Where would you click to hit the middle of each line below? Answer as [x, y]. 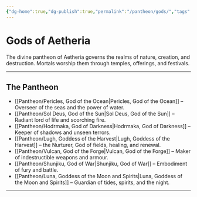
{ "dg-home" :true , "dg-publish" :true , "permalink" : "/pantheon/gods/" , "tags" [98, 11]
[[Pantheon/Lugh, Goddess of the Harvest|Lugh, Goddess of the [92, 139]
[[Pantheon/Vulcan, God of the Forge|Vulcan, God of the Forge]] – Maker [103, 151]
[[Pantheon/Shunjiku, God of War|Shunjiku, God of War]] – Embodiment [101, 164]
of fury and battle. [36, 170]
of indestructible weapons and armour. [61, 158]
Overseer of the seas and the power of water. [69, 108]
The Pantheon [32, 87]
